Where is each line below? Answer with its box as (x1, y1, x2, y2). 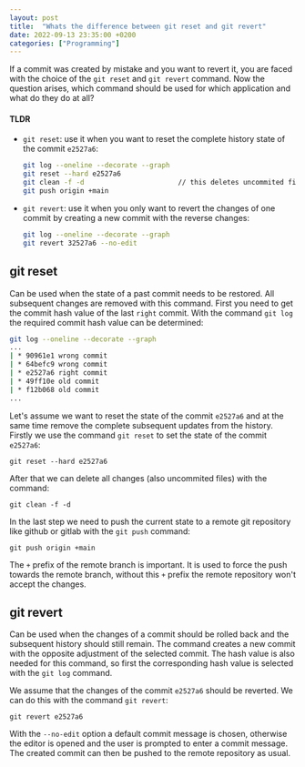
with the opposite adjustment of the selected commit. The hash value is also (9, 648, 296, 660)
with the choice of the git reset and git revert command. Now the (9, 74, 266, 85)
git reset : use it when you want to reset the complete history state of (22, 134, 285, 145)
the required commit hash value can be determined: (9, 317, 204, 328)
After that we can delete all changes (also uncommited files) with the (9, 472, 268, 483)
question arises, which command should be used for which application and (9, 83, 291, 94)
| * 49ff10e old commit (9, 377, 100, 386)
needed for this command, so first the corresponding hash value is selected (9, 658, 294, 669)
